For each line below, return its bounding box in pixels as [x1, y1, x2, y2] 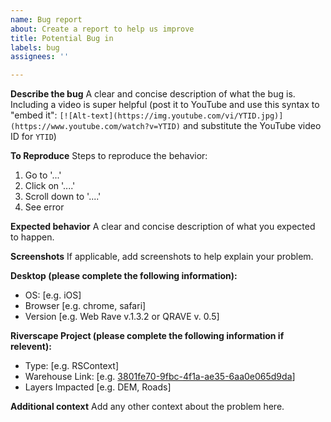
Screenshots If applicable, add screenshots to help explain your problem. [10, 251, 314, 263]
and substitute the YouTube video [182, 120, 322, 132]
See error [24, 201, 65, 213]
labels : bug [10, 42, 60, 53]
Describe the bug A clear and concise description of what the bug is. [10, 88, 296, 100]
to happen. [10, 231, 55, 243]
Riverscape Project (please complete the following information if [10, 330, 285, 342]
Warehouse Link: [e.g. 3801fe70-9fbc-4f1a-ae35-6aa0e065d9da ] [24, 371, 296, 383]
